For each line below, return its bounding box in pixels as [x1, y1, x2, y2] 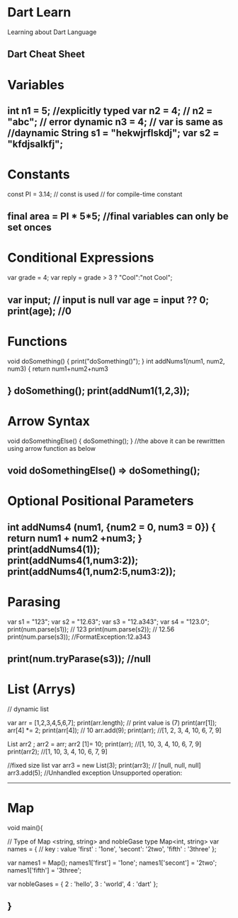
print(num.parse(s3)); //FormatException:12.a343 [7, 632, 151, 641]
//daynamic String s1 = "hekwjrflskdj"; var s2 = [7, 127, 220, 139]
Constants [7, 167, 70, 183]
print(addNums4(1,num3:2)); [7, 554, 139, 566]
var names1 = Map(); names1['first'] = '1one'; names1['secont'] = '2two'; [7, 858, 217, 867]
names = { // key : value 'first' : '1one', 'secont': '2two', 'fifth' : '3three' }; [7, 845, 217, 853]
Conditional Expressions [7, 250, 154, 266]
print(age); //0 [7, 305, 72, 317]
